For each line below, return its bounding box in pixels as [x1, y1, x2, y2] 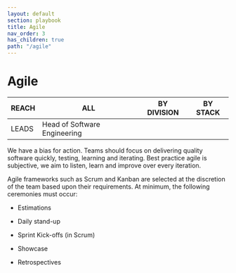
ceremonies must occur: [7, 189, 78, 198]
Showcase [17, 244, 48, 253]
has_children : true [7, 37, 65, 44]
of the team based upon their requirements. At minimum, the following [7, 182, 210, 191]
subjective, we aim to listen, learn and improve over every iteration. [7, 161, 202, 170]
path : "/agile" [7, 43, 52, 50]
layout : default [7, 10, 55, 18]
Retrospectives [17, 258, 62, 266]
